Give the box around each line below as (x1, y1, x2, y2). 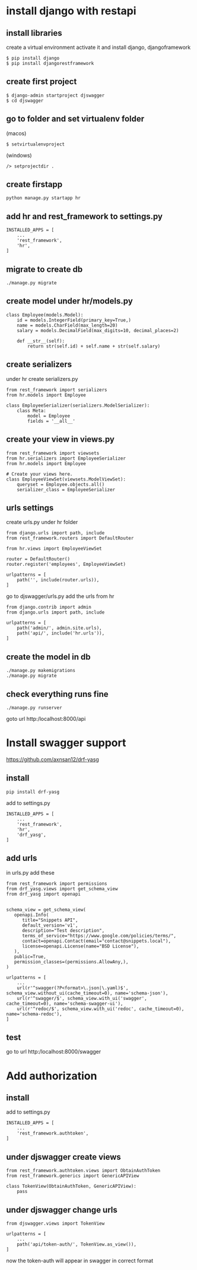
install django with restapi (6, 4, 136, 18)
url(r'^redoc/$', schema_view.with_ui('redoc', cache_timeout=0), (17, 1006, 185, 1012)
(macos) (6, 129, 27, 137)
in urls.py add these (6, 869, 55, 876)
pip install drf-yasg (6, 789, 60, 795)
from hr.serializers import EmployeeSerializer (6, 455, 126, 461)
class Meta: (17, 407, 46, 414)
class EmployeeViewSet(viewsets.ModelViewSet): (6, 476, 126, 482)
